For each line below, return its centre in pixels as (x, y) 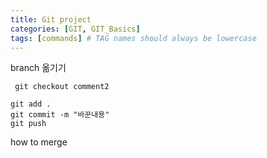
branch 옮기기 (38, 68)
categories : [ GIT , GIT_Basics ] (75, 29)
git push (28, 124)
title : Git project (51, 19)
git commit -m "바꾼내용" (60, 115)
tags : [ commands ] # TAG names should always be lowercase (133, 38)
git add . (31, 104)
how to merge (39, 142)
